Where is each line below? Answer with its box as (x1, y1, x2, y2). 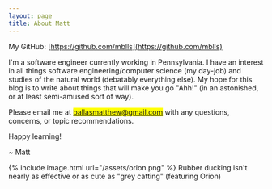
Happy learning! (8, 131, 62, 141)
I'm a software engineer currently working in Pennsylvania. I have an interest (8, 57, 264, 67)
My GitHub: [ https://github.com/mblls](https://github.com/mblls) (8, 41, 223, 51)
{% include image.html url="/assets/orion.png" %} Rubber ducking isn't (8, 162, 248, 172)
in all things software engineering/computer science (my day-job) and (8, 65, 241, 75)
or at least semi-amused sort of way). (8, 91, 134, 101)
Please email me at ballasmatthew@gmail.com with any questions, (8, 107, 230, 117)
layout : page (8, 11, 53, 20)
